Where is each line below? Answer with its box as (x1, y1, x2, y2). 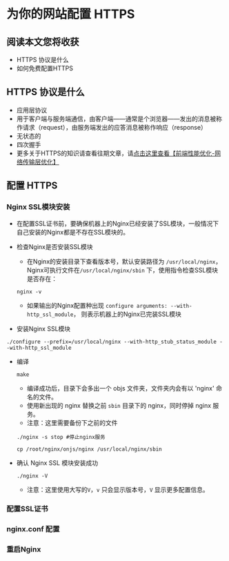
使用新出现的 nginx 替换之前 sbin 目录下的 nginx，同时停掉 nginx (26, 401, 212, 409)
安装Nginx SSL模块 (16, 324, 71, 333)
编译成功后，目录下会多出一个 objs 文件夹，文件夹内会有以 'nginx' (26, 384, 215, 392)
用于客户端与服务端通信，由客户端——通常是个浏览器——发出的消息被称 (16, 115, 222, 123)
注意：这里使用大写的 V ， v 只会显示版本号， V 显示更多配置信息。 (26, 485, 209, 493)
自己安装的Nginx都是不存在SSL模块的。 (16, 228, 130, 236)
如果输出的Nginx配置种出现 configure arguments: (26, 301, 168, 309)
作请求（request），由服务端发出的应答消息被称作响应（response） (16, 123, 208, 131)
